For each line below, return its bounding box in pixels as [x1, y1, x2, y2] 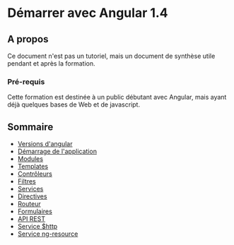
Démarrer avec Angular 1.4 [7, 5, 168, 21]
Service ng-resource [17, 229, 78, 238]
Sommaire [7, 121, 54, 133]
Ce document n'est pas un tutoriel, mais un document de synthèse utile [7, 52, 216, 60]
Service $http [17, 222, 58, 231]
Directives [17, 192, 47, 201]
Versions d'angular [17, 140, 73, 148]
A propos [7, 33, 49, 45]
